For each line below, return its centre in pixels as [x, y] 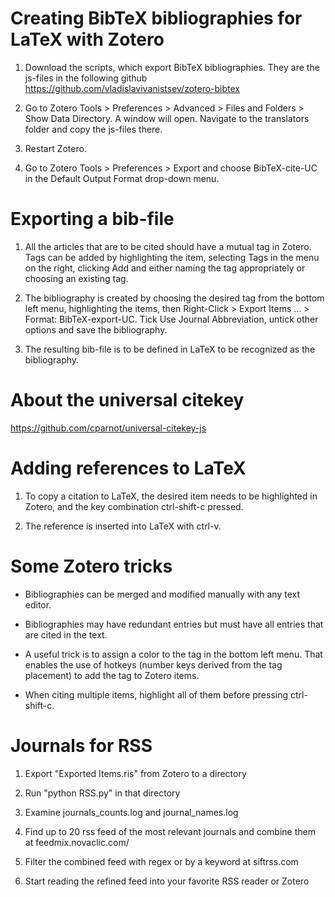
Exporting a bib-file [92, 219]
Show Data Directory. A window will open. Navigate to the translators [167, 118]
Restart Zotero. [55, 148]
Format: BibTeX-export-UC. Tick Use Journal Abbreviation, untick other [171, 319]
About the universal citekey [127, 400]
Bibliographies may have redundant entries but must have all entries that [174, 624]
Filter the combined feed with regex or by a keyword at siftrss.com [161, 861]
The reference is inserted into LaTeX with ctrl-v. [123, 526]
